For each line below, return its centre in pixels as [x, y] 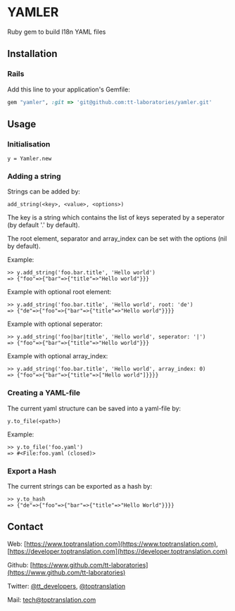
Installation [32, 54]
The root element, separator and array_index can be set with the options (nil [117, 239]
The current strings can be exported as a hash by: [80, 486]
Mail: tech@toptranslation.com [52, 600]
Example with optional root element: [59, 292]
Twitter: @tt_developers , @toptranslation [66, 586]
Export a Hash [32, 471]
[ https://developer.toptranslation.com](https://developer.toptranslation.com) [118, 551]
